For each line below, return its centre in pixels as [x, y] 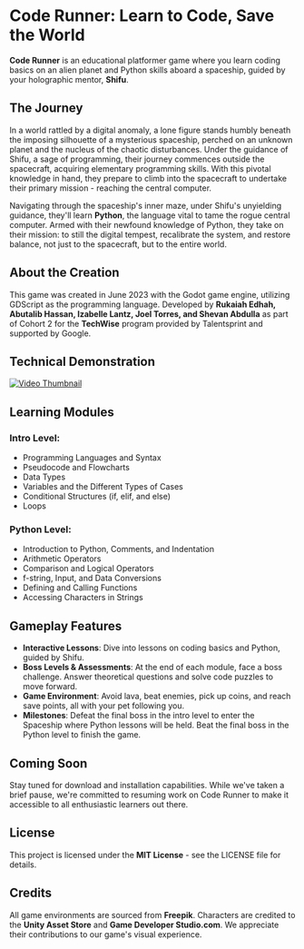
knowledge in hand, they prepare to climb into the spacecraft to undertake [148, 178]
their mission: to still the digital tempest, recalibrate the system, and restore [150, 234]
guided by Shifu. [53, 657]
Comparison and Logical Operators [88, 568]
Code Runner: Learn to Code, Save [142, 16]
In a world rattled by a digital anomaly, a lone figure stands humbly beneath [150, 130]
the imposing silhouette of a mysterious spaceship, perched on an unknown [151, 139]
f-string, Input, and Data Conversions [92, 578]
